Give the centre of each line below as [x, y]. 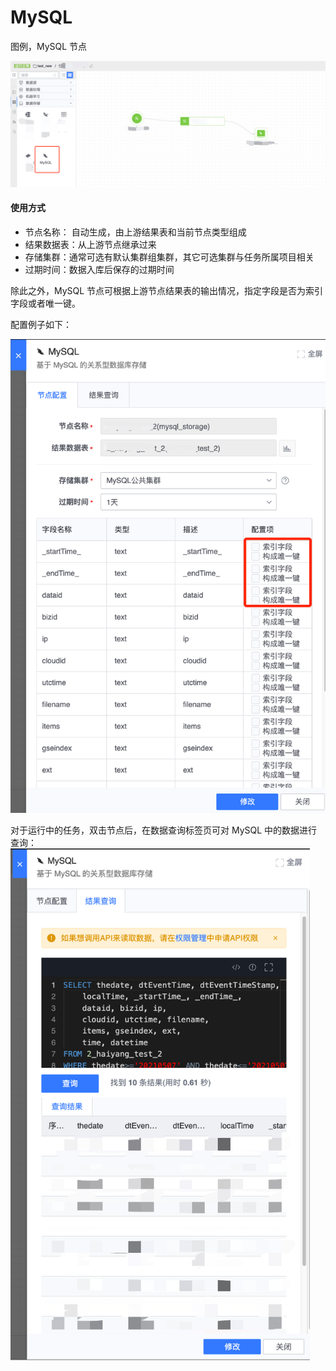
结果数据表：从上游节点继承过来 [90, 244]
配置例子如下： [41, 324]
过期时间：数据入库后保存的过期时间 [99, 269]
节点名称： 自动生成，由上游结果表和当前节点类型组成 [135, 232]
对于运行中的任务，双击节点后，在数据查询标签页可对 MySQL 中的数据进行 [164, 830]
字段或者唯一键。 [45, 303]
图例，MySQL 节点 [49, 46]
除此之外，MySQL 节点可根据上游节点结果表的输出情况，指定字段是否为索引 [167, 290]
